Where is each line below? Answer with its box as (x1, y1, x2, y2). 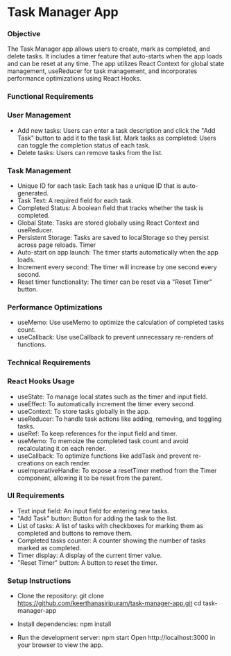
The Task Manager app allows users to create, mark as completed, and (7, 45, 210, 53)
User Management (7, 111, 71, 120)
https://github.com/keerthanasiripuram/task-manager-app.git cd (17, 599, 202, 607)
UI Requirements (7, 491, 65, 501)
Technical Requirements (7, 358, 92, 367)
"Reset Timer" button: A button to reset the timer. (17, 558, 158, 567)
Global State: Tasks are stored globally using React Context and (17, 218, 200, 227)
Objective (7, 29, 41, 39)
